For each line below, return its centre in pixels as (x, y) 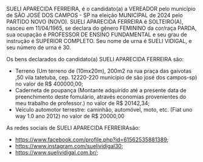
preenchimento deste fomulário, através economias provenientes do (101, 97)
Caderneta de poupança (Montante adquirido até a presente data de (101, 90)
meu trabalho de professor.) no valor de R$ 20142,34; (82, 103)
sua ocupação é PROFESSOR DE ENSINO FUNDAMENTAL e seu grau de (97, 35)
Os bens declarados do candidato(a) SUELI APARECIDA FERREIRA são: (95, 59)
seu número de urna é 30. (39, 47)
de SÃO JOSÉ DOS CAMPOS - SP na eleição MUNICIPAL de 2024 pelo (95, 15)
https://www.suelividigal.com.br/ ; (57, 152)
